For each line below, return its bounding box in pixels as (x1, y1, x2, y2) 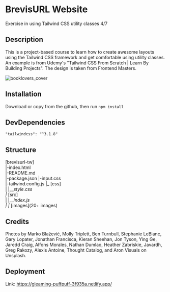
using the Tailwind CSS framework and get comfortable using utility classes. (5, 54, 165, 60)
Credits (5, 217, 30, 226)
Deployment (5, 267, 45, 276)
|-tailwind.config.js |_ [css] (5, 181, 61, 187)
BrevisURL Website (5, 4, 88, 15)
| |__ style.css (5, 186, 33, 192)
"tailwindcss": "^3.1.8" (5, 132, 58, 137)
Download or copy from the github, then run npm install (5, 103, 124, 109)
